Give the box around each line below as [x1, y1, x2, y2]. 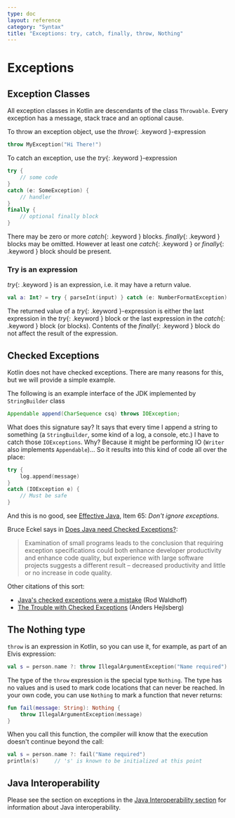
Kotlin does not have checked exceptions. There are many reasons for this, [7, 368, 224, 376]
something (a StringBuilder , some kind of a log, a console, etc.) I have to [7, 430, 220, 438]
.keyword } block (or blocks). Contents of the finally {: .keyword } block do [7, 322, 220, 330]
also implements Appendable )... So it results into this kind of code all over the [7, 445, 227, 453]
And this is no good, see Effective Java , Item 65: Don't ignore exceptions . [7, 511, 220, 520]
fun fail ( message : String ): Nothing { [7, 704, 121, 711]
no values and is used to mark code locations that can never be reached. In [7, 683, 225, 692]
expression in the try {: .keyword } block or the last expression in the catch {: [7, 314, 226, 323]
